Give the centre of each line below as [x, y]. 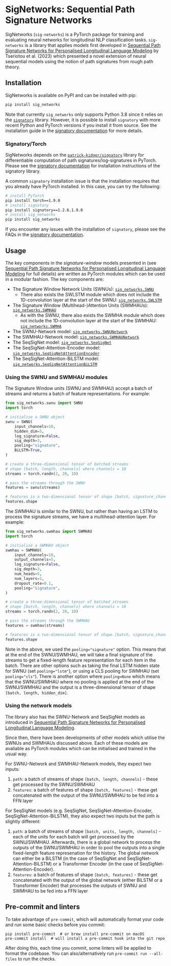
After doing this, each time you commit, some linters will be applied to [78, 948]
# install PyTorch [25, 196]
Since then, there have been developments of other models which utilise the [85, 738]
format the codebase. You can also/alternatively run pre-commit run [76, 953]
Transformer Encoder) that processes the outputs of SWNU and [79, 885]
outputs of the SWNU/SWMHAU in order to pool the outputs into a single [89, 847]
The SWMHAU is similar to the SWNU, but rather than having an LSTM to [81, 512]
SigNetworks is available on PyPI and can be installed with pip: [71, 95]
